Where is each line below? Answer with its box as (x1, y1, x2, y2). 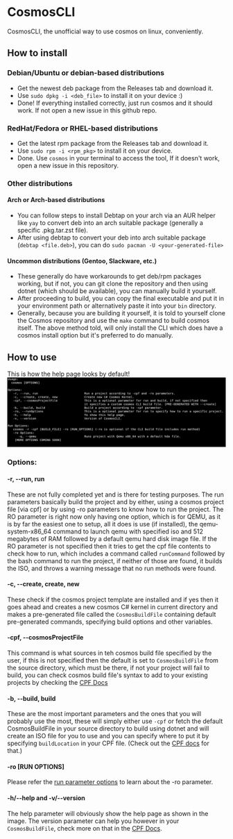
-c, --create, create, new (7, 580, 80, 588)
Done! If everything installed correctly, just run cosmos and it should (17, 99, 213, 107)
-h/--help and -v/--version (7, 794, 85, 802)
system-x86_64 (7, 527, 52, 535)
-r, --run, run (7, 475, 45, 483)
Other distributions (7, 178, 73, 188)
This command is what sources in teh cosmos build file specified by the (7, 649, 212, 657)
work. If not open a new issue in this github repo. (17, 106, 157, 115)
